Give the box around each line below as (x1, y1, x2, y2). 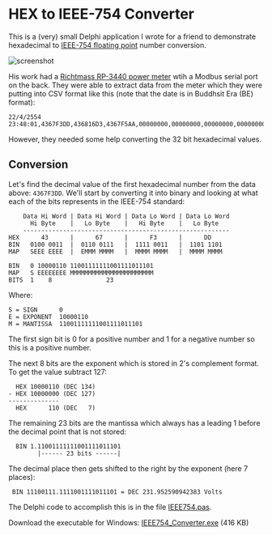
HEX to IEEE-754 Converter (8, 5, 195, 23)
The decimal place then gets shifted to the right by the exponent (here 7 (8, 463, 249, 473)
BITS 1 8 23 (8, 276, 114, 284)
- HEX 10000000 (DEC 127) (8, 389, 96, 397)
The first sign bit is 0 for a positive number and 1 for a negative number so (8, 333, 255, 344)
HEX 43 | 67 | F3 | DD (8, 233, 212, 241)
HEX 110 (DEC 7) (15, 404, 96, 412)
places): (8, 472, 36, 482)
